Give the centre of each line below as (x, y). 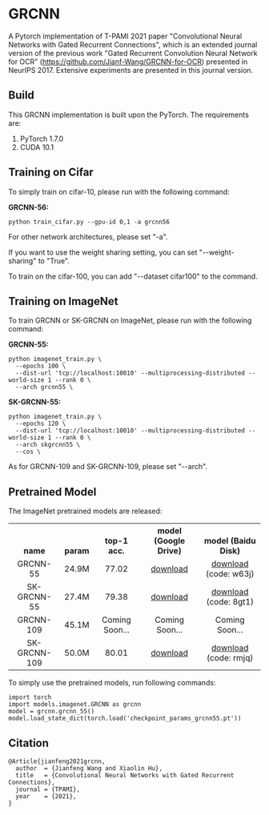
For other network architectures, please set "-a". (88, 236)
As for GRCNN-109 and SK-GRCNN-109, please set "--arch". (108, 467)
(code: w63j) (230, 574)
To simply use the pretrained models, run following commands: (112, 683)
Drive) (169, 551)
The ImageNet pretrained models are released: (85, 511)
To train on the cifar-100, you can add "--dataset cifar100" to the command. (133, 276)
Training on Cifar (51, 173)
